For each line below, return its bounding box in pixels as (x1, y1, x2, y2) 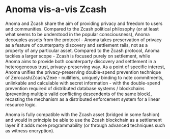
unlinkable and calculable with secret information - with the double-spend (5, 80, 160, 86)
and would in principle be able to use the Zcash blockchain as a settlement (5, 117, 162, 123)
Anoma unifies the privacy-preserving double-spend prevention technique (5, 69, 161, 75)
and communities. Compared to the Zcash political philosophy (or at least (5, 25, 159, 32)
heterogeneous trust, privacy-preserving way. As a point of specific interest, (5, 64, 165, 70)
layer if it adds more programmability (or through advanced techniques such (5, 122, 165, 128)
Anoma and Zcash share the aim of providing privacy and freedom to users (5, 20, 163, 26)
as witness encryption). (5, 127, 54, 133)
